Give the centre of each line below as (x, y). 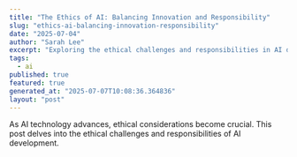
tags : (19, 58)
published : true (39, 75)
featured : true (37, 83)
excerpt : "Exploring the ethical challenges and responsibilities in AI (146, 50)
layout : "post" (37, 99)
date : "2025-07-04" (45, 34)
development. (34, 143)
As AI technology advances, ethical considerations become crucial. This (141, 124)
